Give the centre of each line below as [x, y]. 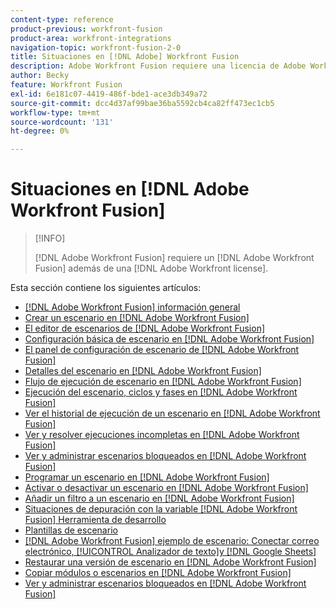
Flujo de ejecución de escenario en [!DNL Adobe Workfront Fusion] [163, 382]
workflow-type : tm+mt [55, 112]
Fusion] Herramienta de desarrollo [95, 520]
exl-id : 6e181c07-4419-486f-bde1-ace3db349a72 [109, 94]
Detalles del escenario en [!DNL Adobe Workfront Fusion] [143, 371]
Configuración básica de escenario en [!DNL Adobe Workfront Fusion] [169, 339]
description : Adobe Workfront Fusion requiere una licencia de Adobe [158, 66]
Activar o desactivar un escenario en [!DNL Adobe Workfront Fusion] [166, 488]
